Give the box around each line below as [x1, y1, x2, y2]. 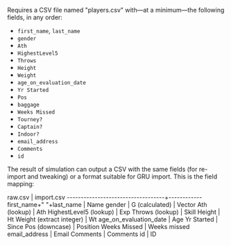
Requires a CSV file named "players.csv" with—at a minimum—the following [7, 6, 225, 14]
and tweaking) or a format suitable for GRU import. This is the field [27, 172, 217, 181]
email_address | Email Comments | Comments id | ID [7, 230, 157, 238]
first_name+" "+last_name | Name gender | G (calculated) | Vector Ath [7, 201, 207, 208]
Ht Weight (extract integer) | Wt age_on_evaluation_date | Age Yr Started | [7, 215, 219, 224]
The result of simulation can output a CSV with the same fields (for [7, 165, 198, 173]
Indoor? [17, 131, 40, 138]
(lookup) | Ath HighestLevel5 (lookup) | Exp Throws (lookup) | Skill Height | [7, 208, 221, 216]
